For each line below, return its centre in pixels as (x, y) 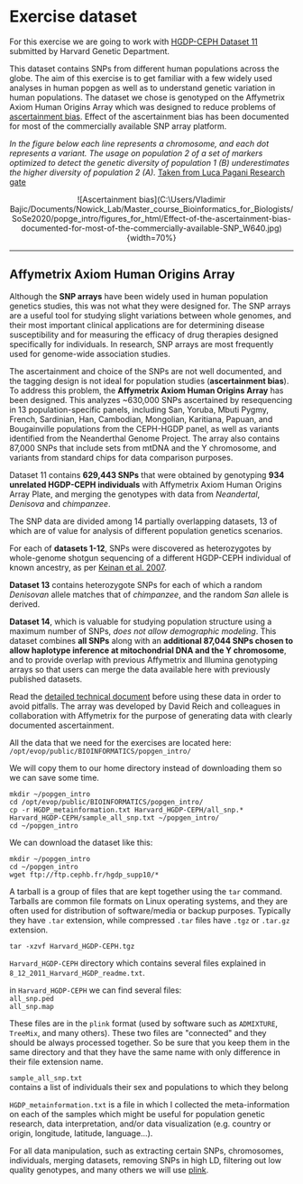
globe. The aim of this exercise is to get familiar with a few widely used (141, 78)
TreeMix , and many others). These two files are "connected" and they (138, 1033)
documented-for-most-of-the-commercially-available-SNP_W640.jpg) (151, 228)
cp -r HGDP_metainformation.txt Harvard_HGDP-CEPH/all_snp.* (127, 810)
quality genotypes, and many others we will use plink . (109, 1170)
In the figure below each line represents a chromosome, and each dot (139, 143)
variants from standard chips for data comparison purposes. (121, 457)
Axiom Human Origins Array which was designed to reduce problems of (143, 106)
